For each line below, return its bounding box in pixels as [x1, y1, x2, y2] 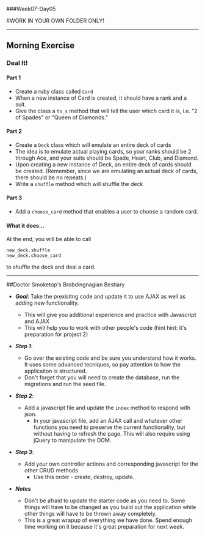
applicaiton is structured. [24, 367, 87, 375]
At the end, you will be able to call [6, 236, 92, 243]
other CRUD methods [24, 467, 78, 474]
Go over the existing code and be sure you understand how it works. [24, 354, 196, 362]
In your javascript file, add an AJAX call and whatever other [33, 417, 183, 425]
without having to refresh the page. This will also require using [33, 430, 190, 437]
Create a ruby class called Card [15, 87, 93, 95]
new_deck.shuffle [6, 247, 51, 253]
